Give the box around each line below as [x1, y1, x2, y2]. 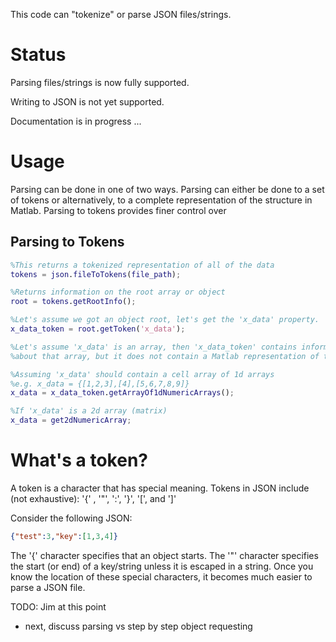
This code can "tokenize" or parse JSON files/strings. [10, 9, 232, 20]
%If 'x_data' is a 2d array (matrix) [10, 406, 168, 416]
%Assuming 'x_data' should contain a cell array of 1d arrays [10, 369, 275, 379]
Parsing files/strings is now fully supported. [10, 76, 190, 88]
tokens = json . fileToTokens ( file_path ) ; [10, 269, 182, 279]
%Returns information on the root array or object [10, 287, 226, 298]
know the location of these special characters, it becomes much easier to [10, 570, 313, 583]
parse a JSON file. [10, 581, 86, 593]
